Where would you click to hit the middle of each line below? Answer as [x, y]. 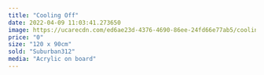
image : [19, 30]
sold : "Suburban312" [42, 52]
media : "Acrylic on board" [52, 59]
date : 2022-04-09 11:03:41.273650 [65, 23]
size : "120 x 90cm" [40, 45]
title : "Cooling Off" [44, 15]
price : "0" [26, 37]
